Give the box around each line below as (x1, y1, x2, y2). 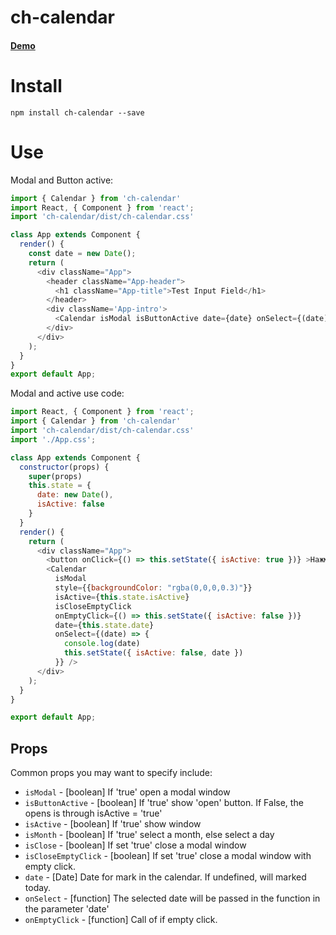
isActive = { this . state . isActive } (54, 592, 190, 602)
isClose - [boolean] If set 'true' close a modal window (24, 839, 247, 851)
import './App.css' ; (10, 434, 97, 445)
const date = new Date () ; (28, 249, 137, 259)
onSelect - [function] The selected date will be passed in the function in (24, 892, 321, 905)
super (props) (28, 471, 83, 481)
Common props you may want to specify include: (10, 767, 213, 779)
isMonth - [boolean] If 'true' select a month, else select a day (24, 829, 275, 841)
